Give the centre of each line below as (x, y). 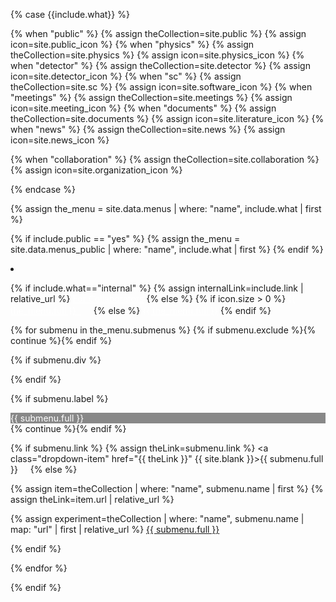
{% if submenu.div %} (56, 360)
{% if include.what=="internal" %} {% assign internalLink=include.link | (157, 288)
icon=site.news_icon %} (60, 140)
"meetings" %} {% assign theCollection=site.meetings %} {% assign (151, 97)
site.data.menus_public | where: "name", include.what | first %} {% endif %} (167, 249)
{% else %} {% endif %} (182, 310)
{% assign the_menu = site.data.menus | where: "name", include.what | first (166, 208)
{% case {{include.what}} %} (70, 14)
